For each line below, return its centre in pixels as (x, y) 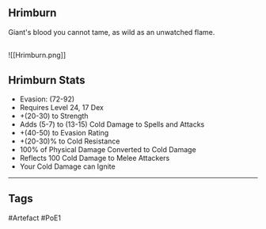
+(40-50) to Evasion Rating (64, 133)
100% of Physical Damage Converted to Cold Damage (108, 150)
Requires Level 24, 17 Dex (62, 108)
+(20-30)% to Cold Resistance (70, 141)
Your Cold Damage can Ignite (68, 166)
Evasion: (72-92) (47, 99)
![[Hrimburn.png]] (37, 55)
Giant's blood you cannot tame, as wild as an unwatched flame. (112, 32)
